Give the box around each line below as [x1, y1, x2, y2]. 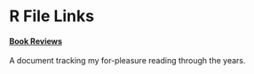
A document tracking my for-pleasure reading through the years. [9, 55, 246, 66]
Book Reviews [9, 35, 63, 46]
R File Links [9, 6, 95, 26]
